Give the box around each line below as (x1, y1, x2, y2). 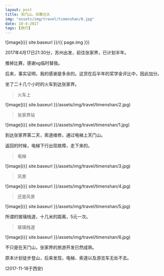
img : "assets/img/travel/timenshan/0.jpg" (5, 16, 94, 21)
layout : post (5, 7, 32, 12)
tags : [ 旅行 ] (5, 26, 31, 31)
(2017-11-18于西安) (5, 266, 43, 272)
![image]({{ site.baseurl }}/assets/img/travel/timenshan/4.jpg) (5, 183, 131, 189)
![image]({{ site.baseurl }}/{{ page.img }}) (5, 39, 90, 45)
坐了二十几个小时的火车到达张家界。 (5, 81, 80, 87)
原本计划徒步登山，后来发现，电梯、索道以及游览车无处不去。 (5, 255, 132, 261)
